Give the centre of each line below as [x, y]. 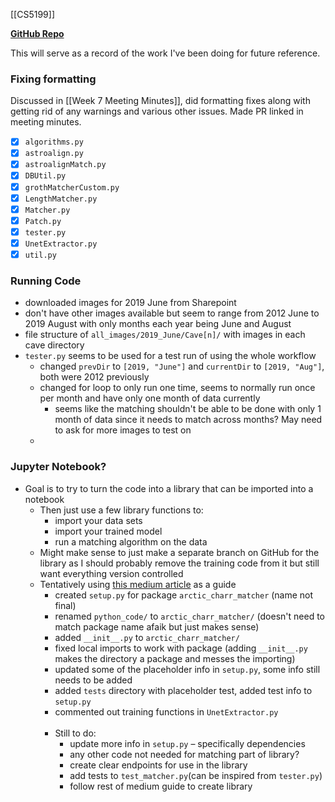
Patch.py [43, 221]
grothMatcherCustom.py [72, 187]
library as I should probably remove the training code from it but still [179, 563]
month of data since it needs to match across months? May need [188, 420]
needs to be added [93, 680]
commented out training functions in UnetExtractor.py [166, 711]
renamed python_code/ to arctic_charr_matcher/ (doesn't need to [189, 616]
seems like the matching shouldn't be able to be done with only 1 [188, 409]
